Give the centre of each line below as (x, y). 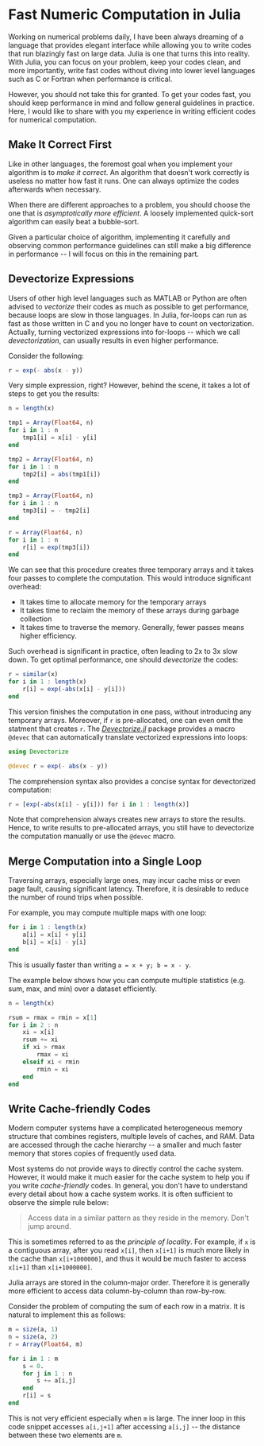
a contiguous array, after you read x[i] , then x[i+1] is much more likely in (129, 1250)
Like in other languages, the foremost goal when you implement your (121, 164)
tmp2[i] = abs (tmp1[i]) (62, 474)
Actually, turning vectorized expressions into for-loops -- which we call (124, 332)
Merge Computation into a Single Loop (105, 861)
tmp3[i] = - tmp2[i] (56, 511)
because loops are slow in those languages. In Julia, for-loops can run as (128, 315)
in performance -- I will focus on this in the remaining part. (104, 254)
